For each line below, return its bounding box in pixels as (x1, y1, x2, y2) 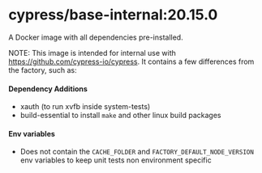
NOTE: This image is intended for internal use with (8, 48, 177, 57)
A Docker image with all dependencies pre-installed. (8, 32, 184, 42)
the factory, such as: (8, 65, 77, 74)
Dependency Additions (8, 83, 88, 94)
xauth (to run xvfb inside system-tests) (19, 102, 151, 112)
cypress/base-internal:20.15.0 (8, 6, 218, 24)
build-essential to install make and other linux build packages (19, 111, 221, 120)
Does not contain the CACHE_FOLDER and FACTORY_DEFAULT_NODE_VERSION (19, 147, 254, 157)
